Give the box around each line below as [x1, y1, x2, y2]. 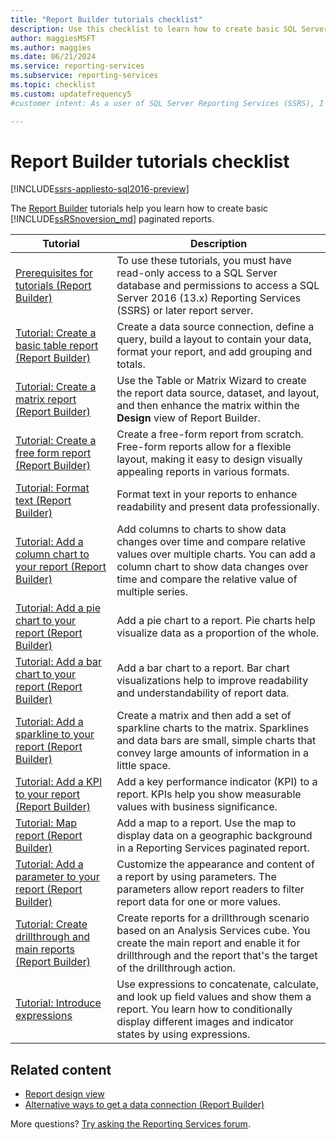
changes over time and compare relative [116, 535, 307, 549]
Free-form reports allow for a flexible [116, 440, 292, 454]
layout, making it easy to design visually [116, 452, 303, 466]
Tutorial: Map [15, 816, 78, 830]
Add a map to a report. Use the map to [116, 816, 297, 830]
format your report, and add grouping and [116, 345, 313, 359]
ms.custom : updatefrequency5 [10, 89, 132, 99]
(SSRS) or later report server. [116, 304, 254, 318]
